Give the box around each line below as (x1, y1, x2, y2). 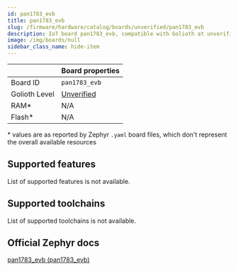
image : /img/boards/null (7, 37, 81, 44)
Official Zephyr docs (7, 237, 100, 249)
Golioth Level (11, 89, 55, 99)
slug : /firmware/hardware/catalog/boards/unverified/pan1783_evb (7, 23, 204, 30)
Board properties (61, 66, 120, 75)
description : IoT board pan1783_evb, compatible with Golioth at (7, 30, 204, 38)
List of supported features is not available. (7, 177, 130, 185)
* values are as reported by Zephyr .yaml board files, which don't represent (7, 130, 227, 139)
